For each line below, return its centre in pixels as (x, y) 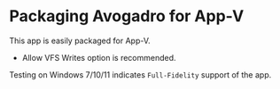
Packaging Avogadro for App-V (127, 16)
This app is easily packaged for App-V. (80, 41)
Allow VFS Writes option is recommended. (99, 57)
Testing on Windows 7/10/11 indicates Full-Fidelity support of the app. (140, 74)
